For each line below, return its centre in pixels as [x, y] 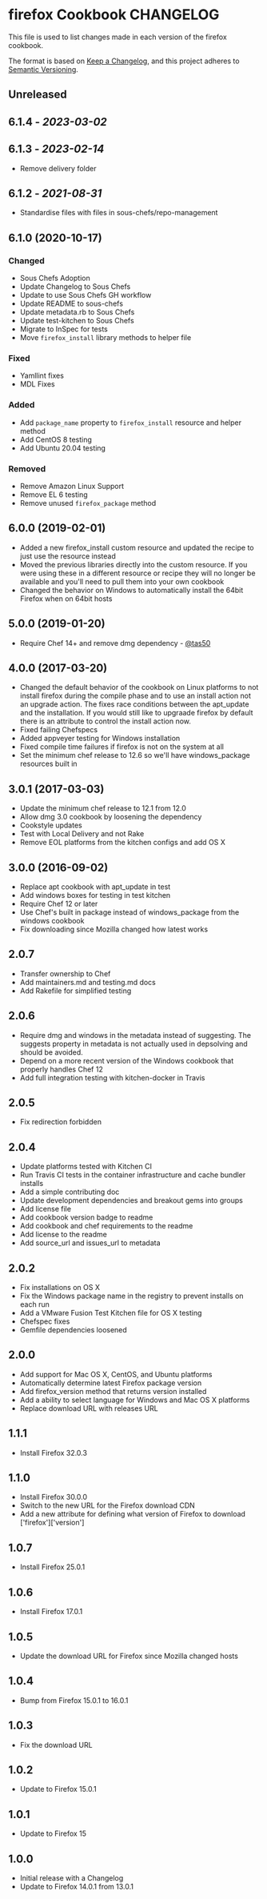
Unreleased [38, 95]
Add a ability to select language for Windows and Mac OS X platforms [135, 1400]
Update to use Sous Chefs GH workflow [86, 295]
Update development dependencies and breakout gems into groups [132, 1200]
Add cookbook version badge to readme [86, 1217]
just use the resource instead [68, 556]
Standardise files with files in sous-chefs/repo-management [119, 213]
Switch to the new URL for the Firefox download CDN [108, 1505]
